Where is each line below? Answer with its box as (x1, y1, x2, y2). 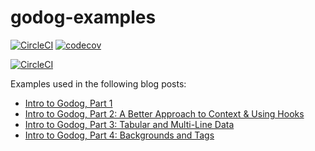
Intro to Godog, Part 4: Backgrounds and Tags (24, 129, 215, 141)
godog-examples (10, 6, 157, 29)
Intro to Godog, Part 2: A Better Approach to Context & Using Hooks (24, 107, 305, 120)
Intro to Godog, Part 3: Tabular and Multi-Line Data (24, 118, 235, 130)
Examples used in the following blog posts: (10, 77, 187, 90)
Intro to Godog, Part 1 (24, 97, 113, 109)
